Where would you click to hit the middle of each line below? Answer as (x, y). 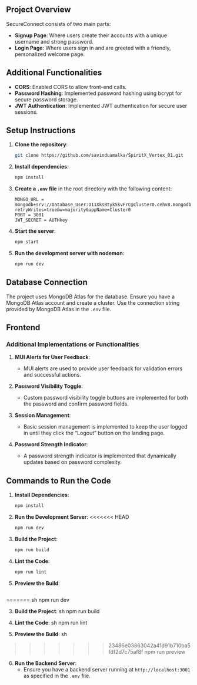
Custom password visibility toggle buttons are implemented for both (106, 398)
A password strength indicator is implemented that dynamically (100, 456)
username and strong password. (54, 41)
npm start (27, 242)
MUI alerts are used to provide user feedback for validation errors (103, 368)
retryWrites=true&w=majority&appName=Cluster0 (73, 210)
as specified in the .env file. (57, 676)
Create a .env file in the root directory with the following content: (93, 189)
